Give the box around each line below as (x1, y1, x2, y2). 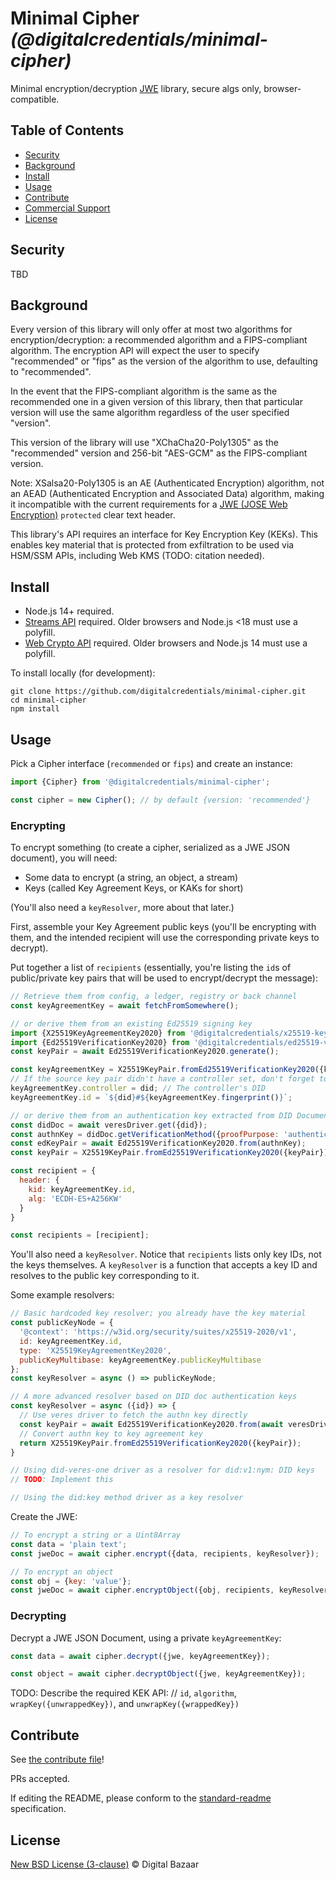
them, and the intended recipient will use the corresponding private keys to (10, 932, 320, 944)
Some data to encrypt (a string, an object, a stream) (24, 872, 239, 884)
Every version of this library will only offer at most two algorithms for (10, 323, 293, 336)
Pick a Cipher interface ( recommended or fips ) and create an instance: (10, 758, 293, 769)
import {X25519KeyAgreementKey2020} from (10, 1028, 186, 1038)
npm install (10, 704, 60, 714)
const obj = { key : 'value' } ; (10, 1576, 132, 1586)
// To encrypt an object (10, 1567, 114, 1577)
